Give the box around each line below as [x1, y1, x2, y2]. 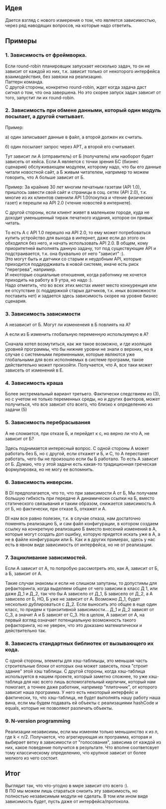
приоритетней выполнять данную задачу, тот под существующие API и [5, 245, 156, 251]
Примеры [5, 37, 37, 45]
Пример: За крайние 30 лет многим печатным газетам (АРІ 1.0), [5, 184, 141, 190]
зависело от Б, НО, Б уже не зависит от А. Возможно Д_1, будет [5, 596, 140, 602]
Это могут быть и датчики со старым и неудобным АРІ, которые [5, 255, 142, 262]
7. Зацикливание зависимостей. [5, 554, 87, 561]
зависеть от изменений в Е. [5, 367, 64, 373]
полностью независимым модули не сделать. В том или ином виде [5, 793, 148, 799]
